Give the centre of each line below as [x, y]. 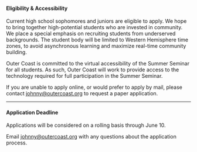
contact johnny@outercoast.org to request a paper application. [82, 94]
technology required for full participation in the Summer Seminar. [84, 76]
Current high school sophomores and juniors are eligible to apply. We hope [96, 21]
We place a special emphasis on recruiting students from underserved [91, 34]
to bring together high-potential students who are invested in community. [94, 27]
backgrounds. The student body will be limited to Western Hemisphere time [97, 40]
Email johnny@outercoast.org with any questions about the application [91, 137]
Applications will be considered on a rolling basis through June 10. [86, 125]
